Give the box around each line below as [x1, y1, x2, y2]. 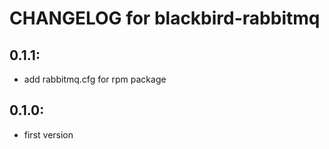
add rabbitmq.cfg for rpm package [23, 73, 167, 85]
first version [23, 128, 74, 141]
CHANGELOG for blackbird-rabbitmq [9, 7, 321, 30]
